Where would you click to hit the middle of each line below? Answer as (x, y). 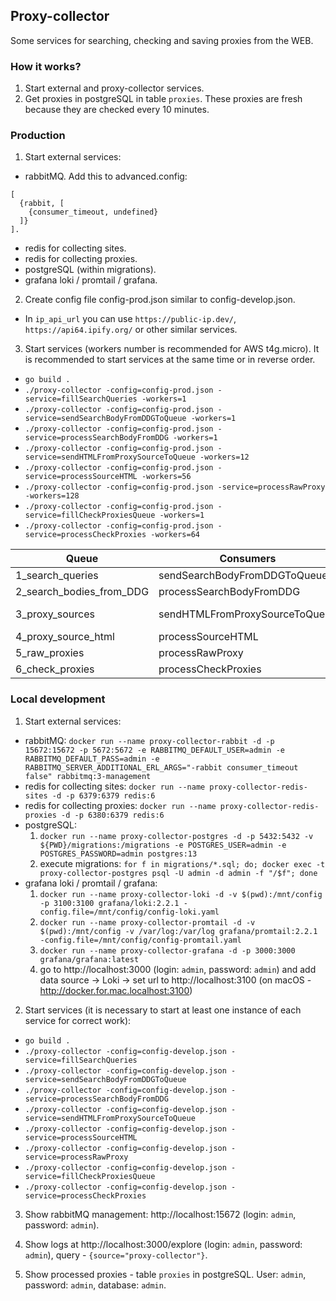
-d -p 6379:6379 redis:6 (103, 795)
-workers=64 (175, 535)
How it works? (46, 66)
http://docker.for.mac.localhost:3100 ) (116, 990)
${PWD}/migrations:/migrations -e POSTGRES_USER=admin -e (163, 845)
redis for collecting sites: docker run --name (115, 786)
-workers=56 (166, 477)
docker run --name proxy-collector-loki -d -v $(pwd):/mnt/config (181, 894)
